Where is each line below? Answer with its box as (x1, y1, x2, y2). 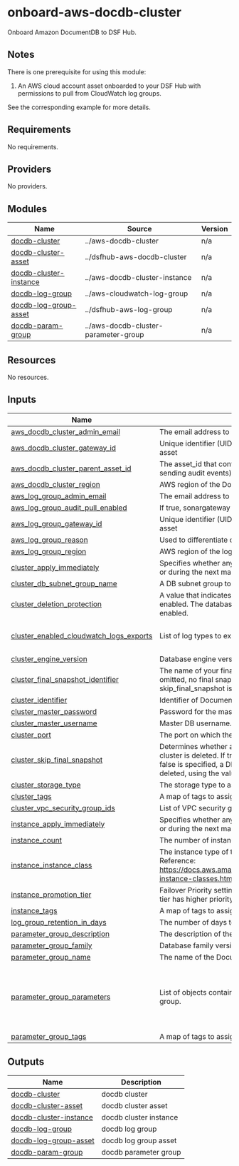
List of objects (159, 987, 207, 997)
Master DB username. (159, 718, 233, 728)
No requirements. (7, 142, 59, 151)
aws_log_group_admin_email (11, 491, 107, 501)
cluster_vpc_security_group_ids (11, 803, 115, 813)
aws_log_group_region (11, 546, 87, 556)
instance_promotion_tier (11, 890, 92, 900)
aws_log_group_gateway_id (11, 518, 102, 528)
